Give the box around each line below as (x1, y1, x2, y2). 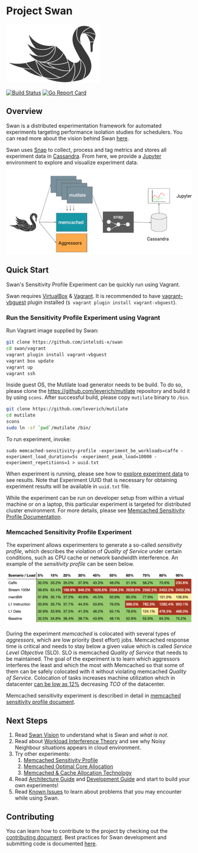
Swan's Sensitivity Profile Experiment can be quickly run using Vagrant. (6, 281, 180, 288)
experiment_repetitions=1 (6, 459, 70, 465)
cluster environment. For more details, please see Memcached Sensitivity (6, 506, 185, 514)
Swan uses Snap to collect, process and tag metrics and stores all (6, 146, 167, 153)
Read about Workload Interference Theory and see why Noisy (14, 738, 165, 745)
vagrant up (6, 364, 33, 370)
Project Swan (6, 4, 73, 18)
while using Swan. (14, 794, 59, 802)
